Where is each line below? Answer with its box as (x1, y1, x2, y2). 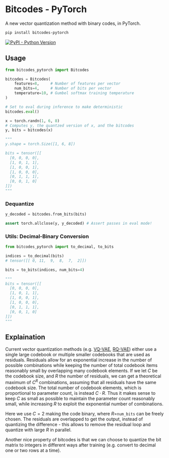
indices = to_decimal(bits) (5, 254, 65, 259)
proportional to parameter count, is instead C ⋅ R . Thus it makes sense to (5, 390, 156, 396)
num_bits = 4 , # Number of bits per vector (14, 86, 112, 91)
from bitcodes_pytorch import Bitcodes (5, 67, 89, 72)
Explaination (5, 332, 45, 341)
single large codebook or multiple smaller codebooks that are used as (5, 352, 150, 358)
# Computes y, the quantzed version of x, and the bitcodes (5, 123, 135, 128)
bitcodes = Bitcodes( (5, 76, 51, 81)
